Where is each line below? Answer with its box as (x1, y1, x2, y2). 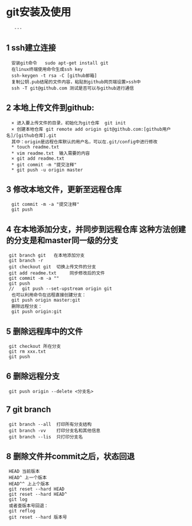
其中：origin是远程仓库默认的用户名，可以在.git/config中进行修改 (11, 138, 158, 145)
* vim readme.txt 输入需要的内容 (11, 150, 90, 156)
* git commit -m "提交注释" (11, 162, 77, 167)
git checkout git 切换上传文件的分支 (8, 264, 96, 270)
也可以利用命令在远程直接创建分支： (11, 292, 87, 298)
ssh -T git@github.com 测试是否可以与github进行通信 (11, 85, 134, 91)
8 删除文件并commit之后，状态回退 (6, 451, 135, 462)
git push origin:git (11, 309, 62, 315)
